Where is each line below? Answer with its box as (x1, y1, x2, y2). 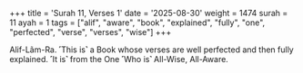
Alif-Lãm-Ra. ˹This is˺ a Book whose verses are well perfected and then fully (9, 44, 294, 55)
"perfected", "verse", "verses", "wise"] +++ (9, 27, 172, 37)
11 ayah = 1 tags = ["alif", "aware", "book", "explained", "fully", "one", (9, 17, 266, 28)
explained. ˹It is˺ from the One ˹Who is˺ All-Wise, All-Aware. (9, 54, 229, 64)
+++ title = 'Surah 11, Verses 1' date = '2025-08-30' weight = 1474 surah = (9, 8, 288, 18)
